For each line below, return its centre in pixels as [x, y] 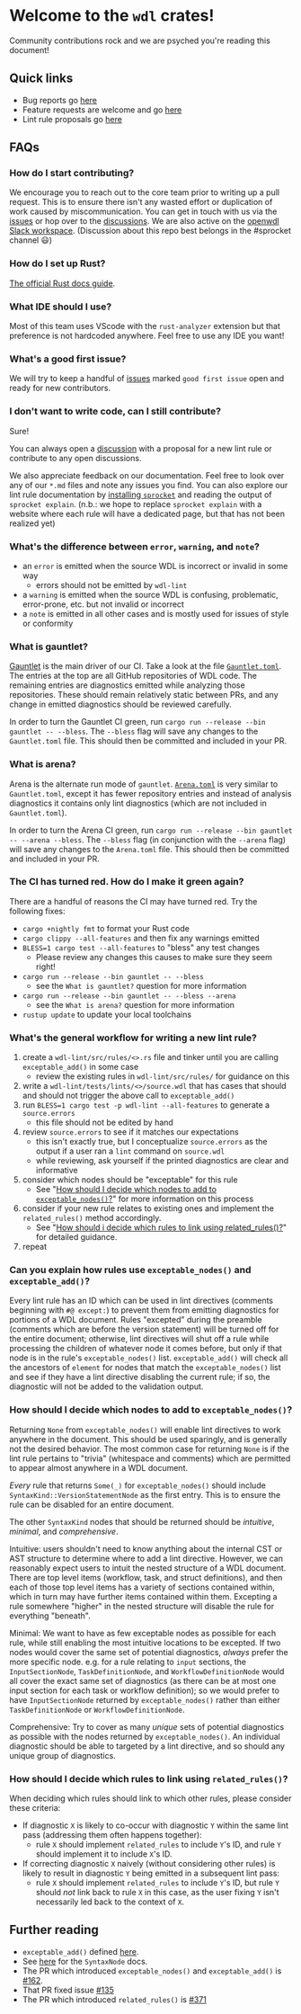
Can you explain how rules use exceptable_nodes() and [130, 1270]
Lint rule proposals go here [72, 119]
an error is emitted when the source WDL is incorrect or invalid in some [155, 566]
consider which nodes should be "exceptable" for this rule [130, 1180]
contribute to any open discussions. [75, 458]
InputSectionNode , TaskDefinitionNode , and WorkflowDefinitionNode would [147, 1671]
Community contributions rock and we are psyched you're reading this [140, 40]
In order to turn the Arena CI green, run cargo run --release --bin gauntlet [151, 830]
